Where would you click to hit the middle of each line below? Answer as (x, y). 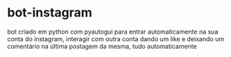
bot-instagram (50, 13)
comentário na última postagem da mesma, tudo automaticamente (102, 46)
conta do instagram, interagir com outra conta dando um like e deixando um (115, 38)
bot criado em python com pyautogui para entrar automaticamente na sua (113, 32)
